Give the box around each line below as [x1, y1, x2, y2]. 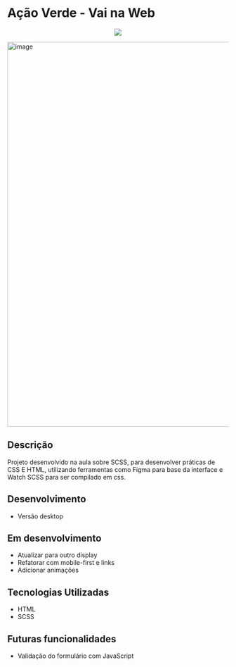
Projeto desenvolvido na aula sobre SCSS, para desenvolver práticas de [7, 458, 216, 466]
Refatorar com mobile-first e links [17, 559, 114, 567]
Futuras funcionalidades [7, 632, 117, 645]
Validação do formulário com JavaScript [17, 652, 134, 660]
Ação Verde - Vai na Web [7, 5, 156, 21]
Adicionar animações [17, 566, 79, 575]
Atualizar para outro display [17, 551, 98, 559]
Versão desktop [17, 512, 63, 520]
